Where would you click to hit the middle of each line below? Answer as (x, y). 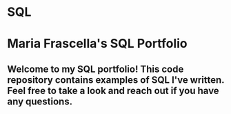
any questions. (40, 101)
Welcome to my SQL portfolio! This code (96, 69)
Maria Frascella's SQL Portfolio (97, 44)
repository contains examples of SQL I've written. (116, 80)
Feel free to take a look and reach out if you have (113, 91)
